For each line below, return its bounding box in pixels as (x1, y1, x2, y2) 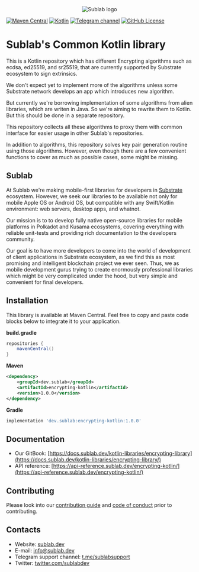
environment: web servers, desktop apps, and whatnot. (6, 205, 141, 212)
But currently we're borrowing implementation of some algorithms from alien (6, 99, 193, 106)
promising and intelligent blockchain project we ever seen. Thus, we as (6, 260, 179, 267)
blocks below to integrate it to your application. (6, 318, 121, 325)
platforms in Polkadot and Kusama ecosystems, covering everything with (6, 223, 184, 230)
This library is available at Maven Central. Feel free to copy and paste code (6, 311, 189, 318)
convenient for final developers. (6, 278, 84, 286)
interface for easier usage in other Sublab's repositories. (6, 130, 144, 137)
